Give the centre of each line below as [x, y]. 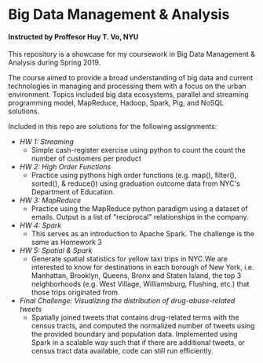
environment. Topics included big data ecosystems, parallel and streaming [128, 94]
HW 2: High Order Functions [65, 167]
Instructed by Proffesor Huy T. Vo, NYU [73, 36]
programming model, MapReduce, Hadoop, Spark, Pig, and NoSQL [116, 103]
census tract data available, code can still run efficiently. [122, 351]
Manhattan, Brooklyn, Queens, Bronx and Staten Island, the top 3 [136, 276]
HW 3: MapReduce [50, 200]
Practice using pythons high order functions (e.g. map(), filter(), [134, 176]
